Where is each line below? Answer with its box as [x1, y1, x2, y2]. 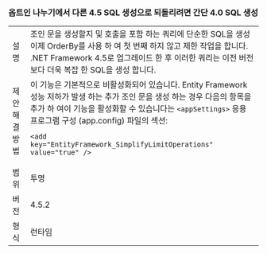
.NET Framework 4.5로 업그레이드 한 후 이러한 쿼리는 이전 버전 [30, 53, 254, 64]
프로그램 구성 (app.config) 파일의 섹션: [30, 115, 168, 127]
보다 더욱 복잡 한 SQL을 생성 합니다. [30, 64, 157, 76]
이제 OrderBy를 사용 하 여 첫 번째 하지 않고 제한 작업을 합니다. [30, 41, 249, 52]
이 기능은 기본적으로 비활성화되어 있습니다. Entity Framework [30, 80, 248, 91]
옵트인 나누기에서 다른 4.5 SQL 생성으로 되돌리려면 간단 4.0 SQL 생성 [8, 6, 258, 18]
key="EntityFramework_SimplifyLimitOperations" [30, 140, 214, 149]
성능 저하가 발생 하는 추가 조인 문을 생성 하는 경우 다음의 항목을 [30, 92, 252, 103]
